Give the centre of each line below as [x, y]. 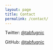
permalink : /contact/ [27, 19]
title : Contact [20, 14]
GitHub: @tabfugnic [25, 42]
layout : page [18, 10]
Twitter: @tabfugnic [25, 33]
